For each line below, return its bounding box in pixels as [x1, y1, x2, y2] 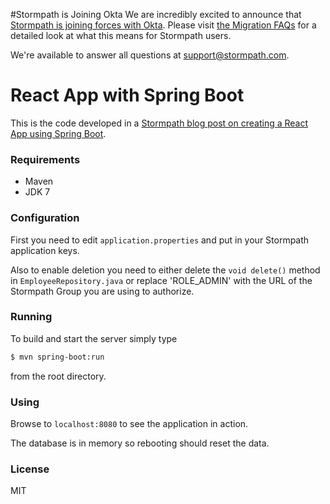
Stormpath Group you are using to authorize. [10, 285, 195, 297]
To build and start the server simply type [10, 332, 178, 344]
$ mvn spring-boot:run [10, 352, 105, 362]
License [10, 462, 50, 476]
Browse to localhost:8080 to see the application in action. [10, 418, 249, 429]
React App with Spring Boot [10, 84, 245, 107]
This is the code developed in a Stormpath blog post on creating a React [10, 117, 309, 129]
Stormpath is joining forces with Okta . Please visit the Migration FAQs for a [10, 19, 317, 31]
